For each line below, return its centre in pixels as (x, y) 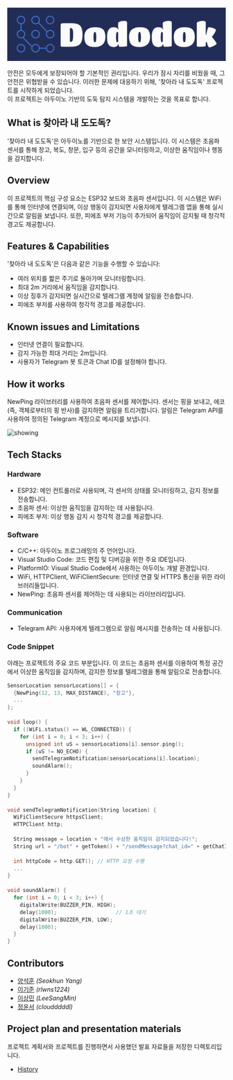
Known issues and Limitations (74, 327)
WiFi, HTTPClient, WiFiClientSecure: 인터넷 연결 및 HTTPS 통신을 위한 (115, 577)
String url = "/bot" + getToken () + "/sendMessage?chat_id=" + (106, 846)
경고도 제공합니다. (32, 224)
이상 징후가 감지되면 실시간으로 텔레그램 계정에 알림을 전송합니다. (105, 296)
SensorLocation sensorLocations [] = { (63, 685)
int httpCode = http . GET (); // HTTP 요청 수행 (79, 861)
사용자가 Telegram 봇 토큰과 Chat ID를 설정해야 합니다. (92, 362)
